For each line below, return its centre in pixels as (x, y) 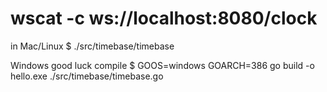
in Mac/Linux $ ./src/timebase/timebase (92, 46)
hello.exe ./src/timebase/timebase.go (87, 76)
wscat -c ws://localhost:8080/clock (164, 18)
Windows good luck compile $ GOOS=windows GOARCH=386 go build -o (162, 65)
